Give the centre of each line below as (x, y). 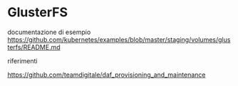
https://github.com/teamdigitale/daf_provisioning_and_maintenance (107, 75)
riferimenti (22, 60)
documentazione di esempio (49, 32)
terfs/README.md (34, 47)
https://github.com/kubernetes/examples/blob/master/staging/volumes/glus (119, 39)
